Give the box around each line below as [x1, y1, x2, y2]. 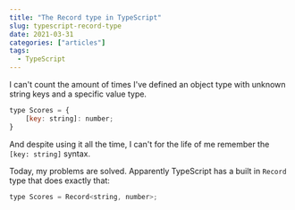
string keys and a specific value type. [9, 88, 147, 99]
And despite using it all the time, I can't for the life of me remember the [9, 139, 270, 149]
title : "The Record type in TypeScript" [9, 13, 163, 22]
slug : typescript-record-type [9, 21, 122, 30]
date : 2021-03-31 [9, 29, 74, 38]
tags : [9, 46, 29, 55]
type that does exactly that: [9, 175, 110, 186]
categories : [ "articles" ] [9, 38, 105, 47]
